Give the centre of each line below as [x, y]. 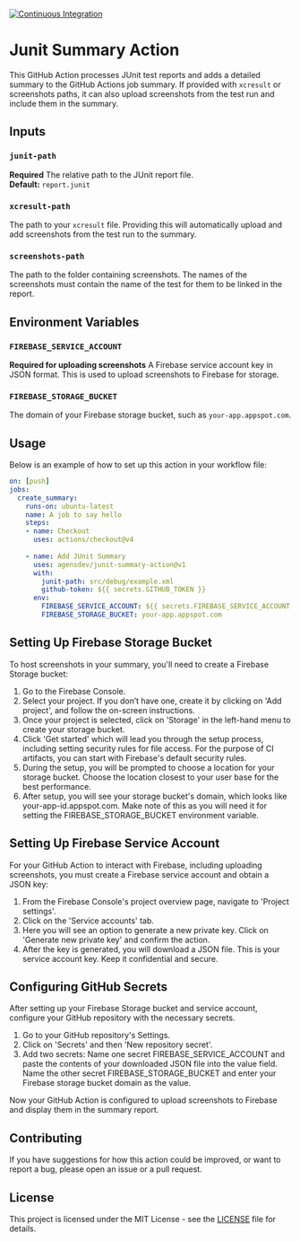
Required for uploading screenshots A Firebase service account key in [141, 364]
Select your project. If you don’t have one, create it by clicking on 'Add [152, 701]
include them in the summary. [64, 103]
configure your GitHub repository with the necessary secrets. [122, 1018]
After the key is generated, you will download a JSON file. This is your [151, 949]
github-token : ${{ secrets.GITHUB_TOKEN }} [124, 590]
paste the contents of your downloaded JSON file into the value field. [150, 1064]
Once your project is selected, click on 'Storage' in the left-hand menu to [156, 720]
